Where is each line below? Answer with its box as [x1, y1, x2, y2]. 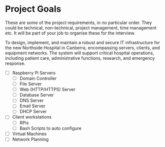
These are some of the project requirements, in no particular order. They [5, 20, 152, 25]
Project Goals [5, 3, 62, 15]
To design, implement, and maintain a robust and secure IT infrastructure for [5, 39, 160, 45]
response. [5, 60, 26, 66]
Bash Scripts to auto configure [19, 125, 82, 131]
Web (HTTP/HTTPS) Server [19, 87, 76, 93]
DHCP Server [19, 109, 47, 115]
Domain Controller [19, 75, 57, 81]
